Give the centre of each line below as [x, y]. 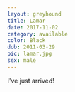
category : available [38, 34]
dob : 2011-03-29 [31, 47]
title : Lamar [27, 21]
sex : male [22, 61]
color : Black [27, 41]
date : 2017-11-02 [33, 27]
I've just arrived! [31, 81]
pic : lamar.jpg [30, 54]
